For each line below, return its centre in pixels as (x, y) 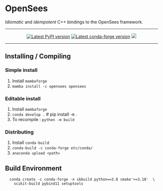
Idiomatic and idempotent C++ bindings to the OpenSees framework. (74, 22)
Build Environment (33, 168)
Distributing (19, 132)
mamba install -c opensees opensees (49, 86)
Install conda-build (31, 143)
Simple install (21, 70)
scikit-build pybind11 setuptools (49, 184)
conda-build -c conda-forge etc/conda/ (52, 148)
